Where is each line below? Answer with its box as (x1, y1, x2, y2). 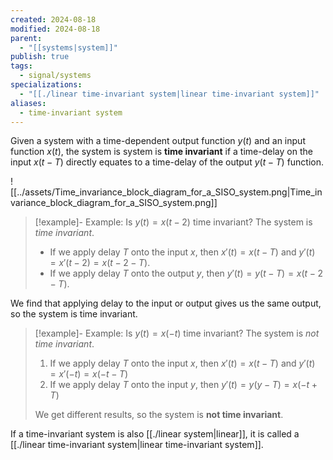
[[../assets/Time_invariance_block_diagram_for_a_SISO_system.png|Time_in (10, 186, 323, 198)
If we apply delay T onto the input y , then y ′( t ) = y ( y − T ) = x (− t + (49, 379, 318, 391)
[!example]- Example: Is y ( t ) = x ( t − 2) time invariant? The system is (34, 216, 313, 228)
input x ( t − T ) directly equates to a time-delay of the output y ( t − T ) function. (10, 156, 325, 168)
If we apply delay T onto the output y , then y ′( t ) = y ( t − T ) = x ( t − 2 (49, 267, 323, 280)
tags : (10, 61, 33, 71)
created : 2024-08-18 (10, 14, 97, 25)
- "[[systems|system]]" (19, 42, 118, 53)
